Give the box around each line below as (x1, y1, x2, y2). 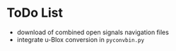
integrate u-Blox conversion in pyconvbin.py (16, 35, 145, 43)
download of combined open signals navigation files (16, 28, 169, 36)
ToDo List (6, 5, 64, 21)
